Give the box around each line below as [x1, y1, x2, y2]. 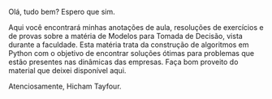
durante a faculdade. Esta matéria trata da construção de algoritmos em [8, 40, 249, 49]
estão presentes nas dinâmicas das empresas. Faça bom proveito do [8, 57, 239, 67]
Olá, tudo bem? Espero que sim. [8, 7, 115, 16]
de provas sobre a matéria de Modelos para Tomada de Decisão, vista [8, 32, 244, 41]
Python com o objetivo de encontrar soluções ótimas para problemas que [8, 49, 254, 58]
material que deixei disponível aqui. [8, 66, 127, 75]
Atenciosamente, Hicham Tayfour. [8, 81, 122, 91]
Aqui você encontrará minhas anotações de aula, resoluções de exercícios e [8, 23, 264, 32]
